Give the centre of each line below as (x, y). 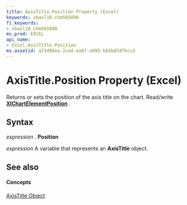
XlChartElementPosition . (38, 103)
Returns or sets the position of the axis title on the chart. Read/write (90, 97)
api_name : (19, 40)
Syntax (20, 123)
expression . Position (32, 137)
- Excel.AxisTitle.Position (41, 46)
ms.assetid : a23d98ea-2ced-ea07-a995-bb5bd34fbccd (71, 51)
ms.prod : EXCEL (25, 34)
